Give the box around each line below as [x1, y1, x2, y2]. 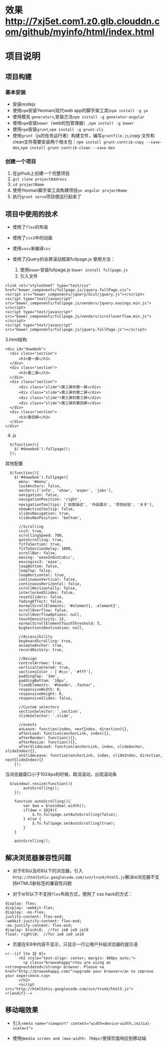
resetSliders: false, [18, 594, 64, 600]
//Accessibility [18, 634, 53, 639]
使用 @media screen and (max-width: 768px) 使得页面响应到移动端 [12, 1035, 146, 1041]
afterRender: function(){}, [18, 735, 78, 741]
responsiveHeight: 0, [18, 691, 64, 696]
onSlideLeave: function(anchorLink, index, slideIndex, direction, [18, 753, 163, 758]
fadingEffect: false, [18, 599, 64, 604]
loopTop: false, [18, 568, 53, 573]
